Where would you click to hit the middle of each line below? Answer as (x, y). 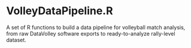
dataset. (16, 40)
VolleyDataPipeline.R (60, 11)
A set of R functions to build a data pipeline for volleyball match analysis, (96, 27)
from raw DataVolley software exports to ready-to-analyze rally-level (91, 33)
